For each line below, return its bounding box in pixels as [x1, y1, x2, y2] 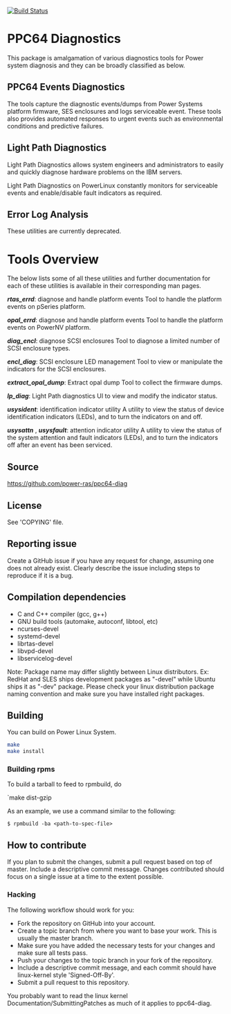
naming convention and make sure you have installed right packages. [7, 689, 205, 698]
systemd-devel [17, 632, 60, 640]
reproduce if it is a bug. [7, 571, 74, 580]
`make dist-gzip [7, 793, 52, 802]
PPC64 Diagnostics [7, 31, 121, 47]
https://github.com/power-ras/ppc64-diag [7, 480, 128, 488]
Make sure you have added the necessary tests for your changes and [17, 941, 216, 949]
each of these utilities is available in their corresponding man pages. [7, 282, 202, 290]
